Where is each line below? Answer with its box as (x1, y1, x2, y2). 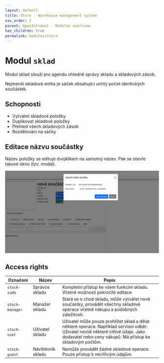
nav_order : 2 (5, 18, 32, 23)
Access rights (5, 262, 48, 271)
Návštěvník (33, 346, 56, 352)
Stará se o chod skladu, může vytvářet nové (62, 296, 150, 302)
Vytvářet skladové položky (12, 113, 66, 119)
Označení (8, 277, 28, 283)
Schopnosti (5, 100, 41, 108)
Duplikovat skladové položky (12, 118, 70, 124)
